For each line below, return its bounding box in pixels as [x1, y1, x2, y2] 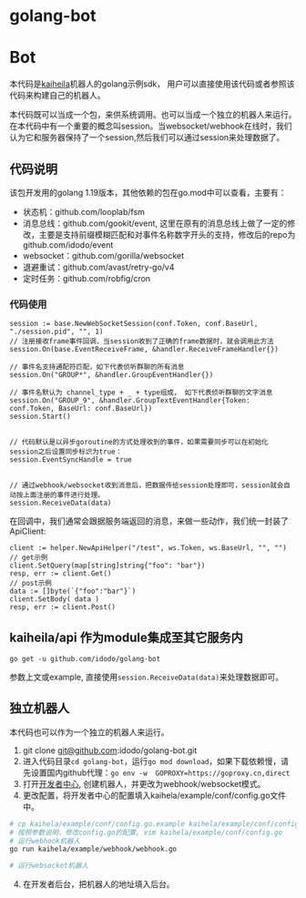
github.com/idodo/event [22, 239, 114, 250]
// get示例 [9, 553, 48, 563]
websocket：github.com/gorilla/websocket [22, 250, 185, 260]
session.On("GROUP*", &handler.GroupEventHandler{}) [9, 371, 214, 380]
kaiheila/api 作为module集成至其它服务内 [9, 629, 244, 645]
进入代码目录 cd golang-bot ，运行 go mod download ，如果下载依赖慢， [22, 755, 281, 766]
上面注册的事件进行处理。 [22, 491, 105, 500]
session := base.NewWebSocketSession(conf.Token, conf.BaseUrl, [9, 320, 259, 329]
